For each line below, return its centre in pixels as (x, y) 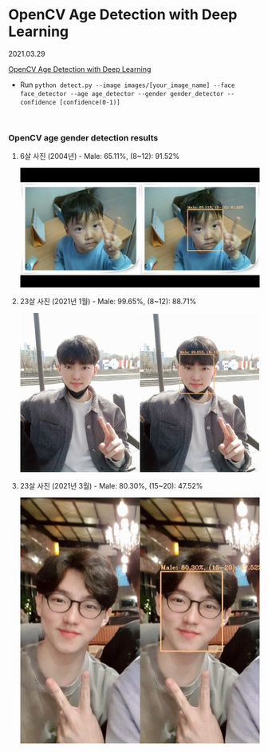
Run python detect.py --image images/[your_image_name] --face (127, 85)
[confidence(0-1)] (90, 102)
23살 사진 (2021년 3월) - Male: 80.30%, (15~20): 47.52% (111, 486)
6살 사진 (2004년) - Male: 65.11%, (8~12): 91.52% (100, 156)
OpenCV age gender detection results (83, 137)
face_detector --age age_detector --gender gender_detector (122, 93)
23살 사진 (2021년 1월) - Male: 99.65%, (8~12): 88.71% (108, 302)
